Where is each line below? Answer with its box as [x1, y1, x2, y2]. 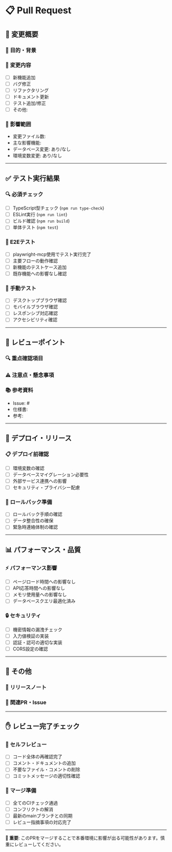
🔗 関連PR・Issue [5, 699, 47, 706]
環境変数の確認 [12, 465, 45, 471]
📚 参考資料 [5, 386, 33, 394]
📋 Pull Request [5, 5, 72, 16]
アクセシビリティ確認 [12, 316, 58, 323]
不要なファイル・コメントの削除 [12, 767, 80, 773]
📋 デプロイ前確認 [5, 451, 49, 458]
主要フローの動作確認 [12, 257, 58, 263]
